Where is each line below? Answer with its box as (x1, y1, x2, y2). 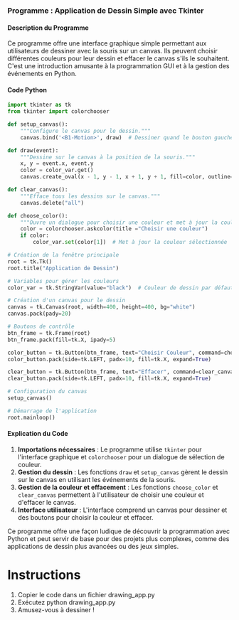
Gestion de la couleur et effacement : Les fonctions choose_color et (17, 483, 218, 491)
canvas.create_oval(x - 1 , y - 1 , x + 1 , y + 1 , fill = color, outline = (20, 173, 234, 181)
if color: (20, 232, 50, 240)
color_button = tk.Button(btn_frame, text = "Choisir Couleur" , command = (7, 349, 224, 356)
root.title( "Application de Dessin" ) (7, 264, 119, 272)
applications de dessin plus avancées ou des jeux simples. (7, 542, 179, 550)
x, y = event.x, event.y (20, 160, 94, 167)
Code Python (7, 85, 48, 94)
